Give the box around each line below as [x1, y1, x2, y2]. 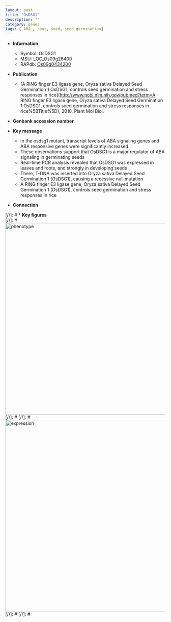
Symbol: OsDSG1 [20, 51, 56, 57]
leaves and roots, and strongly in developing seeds [20, 165, 127, 171]
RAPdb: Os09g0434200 [20, 61, 71, 67]
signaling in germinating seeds [20, 154, 85, 160]
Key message [12, 128, 42, 134]
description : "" [5, 17, 40, 22]
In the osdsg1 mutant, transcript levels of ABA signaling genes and [20, 138, 159, 144]
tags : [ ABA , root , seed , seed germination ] [5, 27, 103, 32]
